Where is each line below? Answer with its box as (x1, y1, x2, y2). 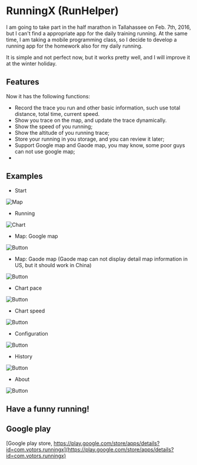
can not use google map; (14, 148, 75, 155)
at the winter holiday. (6, 60, 57, 67)
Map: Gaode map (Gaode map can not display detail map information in (14, 255, 188, 263)
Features (6, 77, 39, 87)
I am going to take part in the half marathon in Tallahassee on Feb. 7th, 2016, (6, 24, 191, 31)
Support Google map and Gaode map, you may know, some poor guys (14, 141, 185, 148)
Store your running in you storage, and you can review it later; (14, 135, 165, 142)
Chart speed (14, 307, 45, 314)
